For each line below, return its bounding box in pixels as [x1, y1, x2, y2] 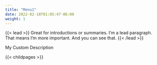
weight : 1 [5, 16, 26, 21]
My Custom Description [5, 45, 54, 51]
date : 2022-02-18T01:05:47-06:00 [5, 12, 75, 17]
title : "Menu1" [5, 7, 37, 12]
